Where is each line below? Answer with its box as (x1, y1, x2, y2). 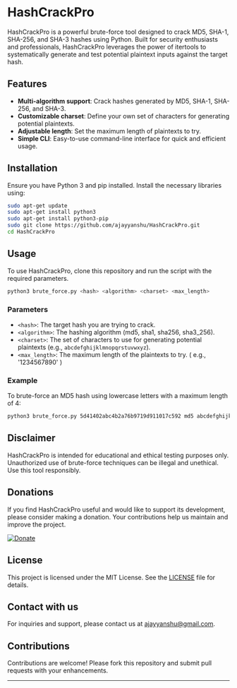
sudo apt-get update (7, 202, 68, 209)
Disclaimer (7, 432, 56, 445)
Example (7, 375, 38, 385)
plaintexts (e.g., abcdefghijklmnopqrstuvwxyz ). (17, 343, 151, 351)
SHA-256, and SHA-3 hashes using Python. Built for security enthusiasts (7, 35, 219, 43)
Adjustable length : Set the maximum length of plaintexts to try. (17, 126, 202, 135)
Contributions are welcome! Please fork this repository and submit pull (7, 659, 212, 668)
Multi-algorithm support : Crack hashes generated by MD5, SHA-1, (17, 97, 213, 105)
